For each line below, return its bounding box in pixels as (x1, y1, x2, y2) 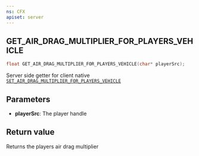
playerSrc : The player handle (14, 110, 87, 117)
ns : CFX (6, 8, 26, 15)
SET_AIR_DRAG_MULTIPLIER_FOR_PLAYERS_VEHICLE (6, 78, 121, 84)
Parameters (6, 94, 51, 104)
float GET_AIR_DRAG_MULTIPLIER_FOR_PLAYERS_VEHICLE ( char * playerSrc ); (6, 61, 185, 67)
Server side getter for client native (6, 72, 91, 79)
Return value (6, 127, 55, 137)
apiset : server (6, 14, 44, 20)
